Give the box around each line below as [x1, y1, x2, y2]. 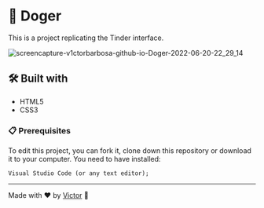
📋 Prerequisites [8, 125, 71, 136]
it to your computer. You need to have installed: [8, 155, 161, 164]
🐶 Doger [8, 7, 62, 25]
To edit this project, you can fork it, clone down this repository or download [8, 146, 251, 155]
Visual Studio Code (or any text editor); [8, 170, 149, 177]
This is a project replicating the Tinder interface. [8, 33, 164, 42]
